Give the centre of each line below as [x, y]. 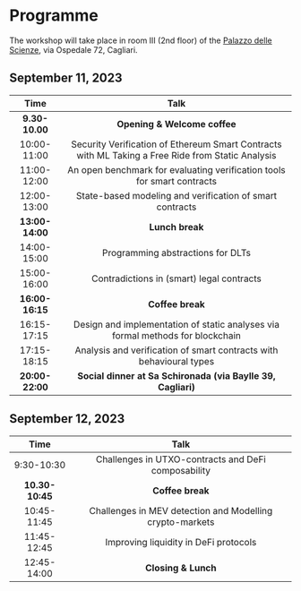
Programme [54, 16]
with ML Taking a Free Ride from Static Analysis [176, 155]
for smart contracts [176, 181]
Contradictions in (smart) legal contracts [176, 278]
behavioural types [176, 361]
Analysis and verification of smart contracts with [176, 350]
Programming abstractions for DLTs [176, 253]
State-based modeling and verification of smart [176, 195]
